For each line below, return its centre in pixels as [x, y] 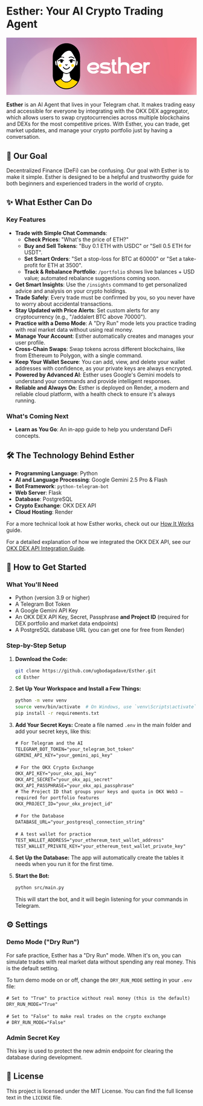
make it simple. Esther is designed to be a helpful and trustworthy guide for [100, 176]
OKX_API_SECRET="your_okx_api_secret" [64, 780]
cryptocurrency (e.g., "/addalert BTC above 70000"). [81, 317]
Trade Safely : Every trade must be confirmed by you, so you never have [105, 297]
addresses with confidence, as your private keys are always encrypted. [104, 368]
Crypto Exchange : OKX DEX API [56, 505]
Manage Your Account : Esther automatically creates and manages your [105, 336]
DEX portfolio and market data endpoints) [67, 623]
